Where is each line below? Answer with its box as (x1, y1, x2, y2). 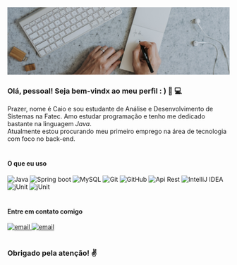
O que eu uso (7, 159, 47, 168)
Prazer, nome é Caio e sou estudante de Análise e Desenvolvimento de (7, 104, 214, 113)
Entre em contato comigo (7, 207, 83, 216)
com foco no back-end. (7, 134, 75, 143)
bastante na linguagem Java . (7, 119, 92, 128)
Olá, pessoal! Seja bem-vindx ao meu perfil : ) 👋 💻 (7, 86, 182, 96)
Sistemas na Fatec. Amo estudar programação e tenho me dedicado (7, 112, 206, 121)
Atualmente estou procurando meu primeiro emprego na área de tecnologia (7, 127, 227, 135)
